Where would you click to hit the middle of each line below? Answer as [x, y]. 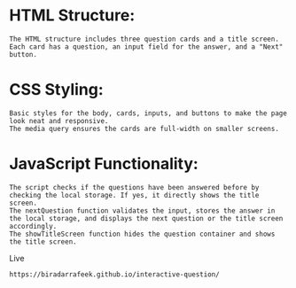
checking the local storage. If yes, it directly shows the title [134, 195]
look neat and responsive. [59, 121]
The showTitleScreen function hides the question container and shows [142, 234]
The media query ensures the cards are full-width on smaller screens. [144, 128]
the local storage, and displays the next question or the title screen [146, 218]
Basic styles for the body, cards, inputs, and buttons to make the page [148, 113]
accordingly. [33, 226]
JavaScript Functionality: [104, 164]
